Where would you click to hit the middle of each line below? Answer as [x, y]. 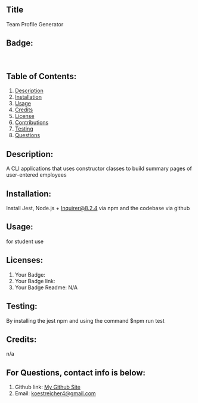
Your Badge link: [35, 281]
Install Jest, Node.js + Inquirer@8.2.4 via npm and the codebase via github [98, 208]
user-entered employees [36, 175]
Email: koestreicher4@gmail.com [55, 393]
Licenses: [25, 260]
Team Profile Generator [35, 24]
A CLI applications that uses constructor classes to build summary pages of [99, 169]
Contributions [32, 123]
